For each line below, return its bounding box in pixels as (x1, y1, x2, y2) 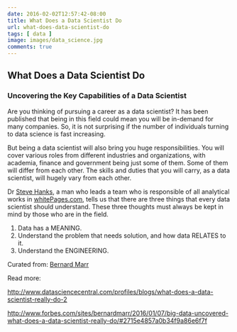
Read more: (7, 274, 41, 282)
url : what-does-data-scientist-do (7, 23, 110, 31)
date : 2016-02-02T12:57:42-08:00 (7, 10, 106, 18)
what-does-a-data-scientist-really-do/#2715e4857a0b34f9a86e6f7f (7, 316, 208, 325)
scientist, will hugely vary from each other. (7, 173, 132, 182)
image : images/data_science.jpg (7, 37, 103, 44)
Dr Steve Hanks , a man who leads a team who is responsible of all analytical (7, 187, 230, 196)
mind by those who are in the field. (7, 210, 109, 218)
